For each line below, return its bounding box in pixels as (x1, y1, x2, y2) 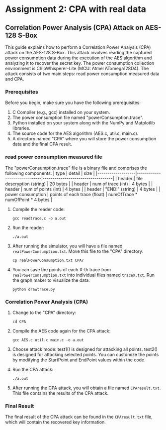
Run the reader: (12, 224, 45, 230)
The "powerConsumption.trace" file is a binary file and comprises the (5, 165, 148, 171)
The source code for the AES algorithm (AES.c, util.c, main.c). (12, 130, 139, 136)
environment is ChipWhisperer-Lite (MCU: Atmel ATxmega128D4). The (5, 66, 149, 71)
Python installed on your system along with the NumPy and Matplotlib (12, 120, 155, 126)
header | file (118, 175, 143, 181)
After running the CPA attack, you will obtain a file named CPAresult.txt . (12, 385, 161, 391)
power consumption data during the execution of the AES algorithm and (5, 55, 152, 61)
